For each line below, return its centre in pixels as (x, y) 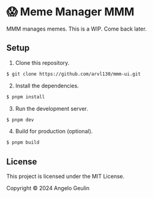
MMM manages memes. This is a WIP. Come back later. (76, 29)
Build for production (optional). (54, 131)
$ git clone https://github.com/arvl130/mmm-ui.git (73, 74)
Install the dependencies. (47, 86)
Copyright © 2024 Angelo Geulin (48, 188)
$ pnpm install (26, 97)
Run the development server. (52, 108)
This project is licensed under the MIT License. (65, 177)
